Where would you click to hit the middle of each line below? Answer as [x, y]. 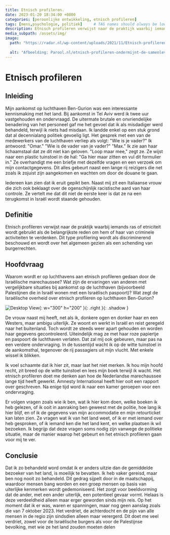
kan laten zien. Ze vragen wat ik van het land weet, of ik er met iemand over [84, 418]
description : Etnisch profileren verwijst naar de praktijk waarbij [79, 29]
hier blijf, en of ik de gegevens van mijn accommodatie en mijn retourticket [83, 413]
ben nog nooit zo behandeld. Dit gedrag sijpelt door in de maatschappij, [80, 478]
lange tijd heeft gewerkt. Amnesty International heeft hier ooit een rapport [82, 381]
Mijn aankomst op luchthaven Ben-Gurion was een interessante [71, 108]
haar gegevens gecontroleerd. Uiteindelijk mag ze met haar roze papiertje [82, 334]
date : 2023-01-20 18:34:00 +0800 [40, 15]
